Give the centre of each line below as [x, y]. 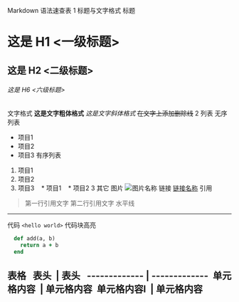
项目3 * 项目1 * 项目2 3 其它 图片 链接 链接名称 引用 [115, 188]
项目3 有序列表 [39, 155]
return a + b [39, 245]
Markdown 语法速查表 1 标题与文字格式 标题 [71, 10]
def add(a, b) [34, 238]
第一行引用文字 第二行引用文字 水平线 [80, 203]
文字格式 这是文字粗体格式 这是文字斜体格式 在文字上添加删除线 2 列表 [110, 113]
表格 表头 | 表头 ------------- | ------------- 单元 [119, 275]
